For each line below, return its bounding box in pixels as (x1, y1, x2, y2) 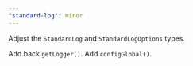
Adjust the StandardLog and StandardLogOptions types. (8, 33, 185, 43)
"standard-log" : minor (8, 11, 83, 20)
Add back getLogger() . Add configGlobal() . (8, 49, 152, 58)
